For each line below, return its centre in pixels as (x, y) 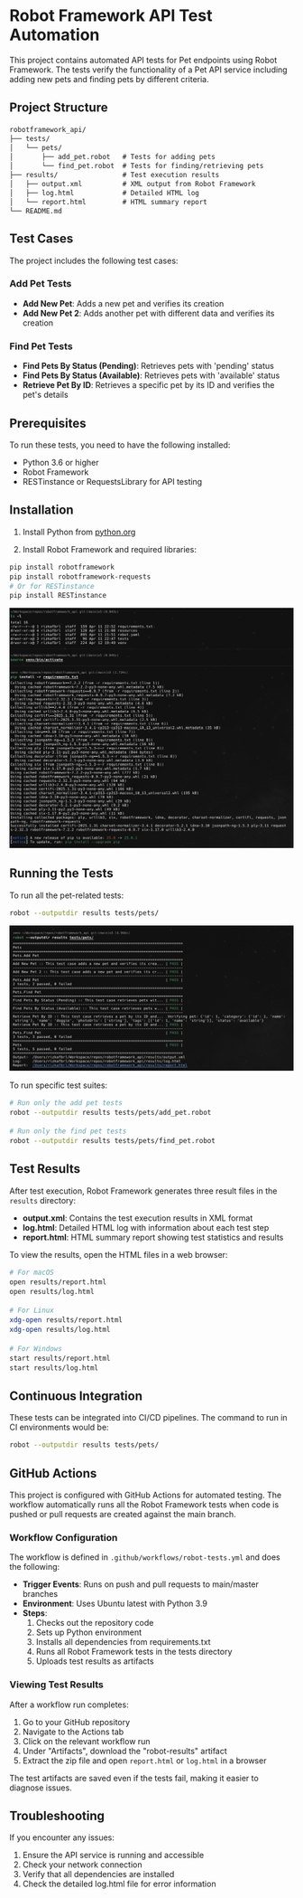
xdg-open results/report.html (66, 1320)
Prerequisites (48, 423)
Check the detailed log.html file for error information (119, 1884)
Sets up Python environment (89, 1632)
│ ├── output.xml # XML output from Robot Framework (133, 184)
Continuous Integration (76, 1396)
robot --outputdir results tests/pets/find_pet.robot (113, 1141)
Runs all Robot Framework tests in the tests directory (134, 1652)
